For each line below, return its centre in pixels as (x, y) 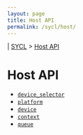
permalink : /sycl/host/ (42, 27)
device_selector (41, 95)
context (28, 117)
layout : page (26, 14)
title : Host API (31, 20)
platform (30, 102)
